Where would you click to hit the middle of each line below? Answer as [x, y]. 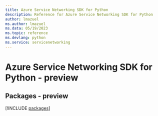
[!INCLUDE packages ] [28, 108]
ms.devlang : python [25, 38]
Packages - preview [37, 96]
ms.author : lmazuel [25, 24]
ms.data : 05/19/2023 [27, 28]
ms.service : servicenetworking [38, 42]
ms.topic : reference [27, 33]
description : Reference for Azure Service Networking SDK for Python [79, 14]
